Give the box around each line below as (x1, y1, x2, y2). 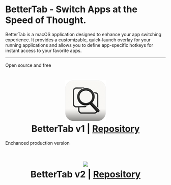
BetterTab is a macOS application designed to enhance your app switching (5, 31, 162, 37)
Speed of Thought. (5, 14, 87, 26)
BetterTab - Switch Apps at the (5, 4, 137, 15)
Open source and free (5, 62, 52, 68)
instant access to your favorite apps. (5, 47, 82, 54)
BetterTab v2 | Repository (30, 169, 141, 180)
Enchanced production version (5, 140, 70, 146)
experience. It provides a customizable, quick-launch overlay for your (5, 37, 151, 43)
